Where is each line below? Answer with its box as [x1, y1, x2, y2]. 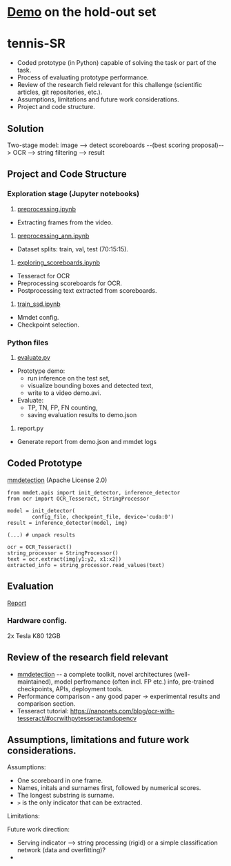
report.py [17, 424, 44, 432]
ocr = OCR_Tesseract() [7, 543, 72, 550]
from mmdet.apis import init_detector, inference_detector [7, 489, 181, 496]
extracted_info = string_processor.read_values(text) [7, 561, 165, 568]
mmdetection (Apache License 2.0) [7, 476, 108, 484]
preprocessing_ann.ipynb [17, 231, 90, 240]
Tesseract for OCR [17, 271, 70, 280]
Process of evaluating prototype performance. [17, 73, 150, 81]
